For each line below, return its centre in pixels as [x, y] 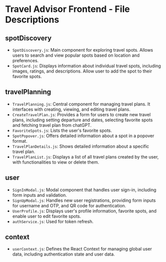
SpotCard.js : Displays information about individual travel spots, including [86, 66]
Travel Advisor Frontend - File [68, 9]
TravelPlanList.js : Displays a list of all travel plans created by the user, [85, 157]
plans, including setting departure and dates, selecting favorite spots [83, 120]
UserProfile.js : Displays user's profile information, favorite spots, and [84, 211]
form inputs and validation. [40, 195]
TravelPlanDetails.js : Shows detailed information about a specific [81, 146]
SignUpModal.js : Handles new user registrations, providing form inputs [84, 200]
